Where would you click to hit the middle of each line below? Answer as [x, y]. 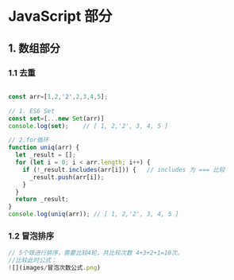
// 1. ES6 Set [32, 111]
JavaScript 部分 [60, 16]
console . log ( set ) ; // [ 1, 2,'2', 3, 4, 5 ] [88, 126]
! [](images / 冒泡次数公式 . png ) [54, 268]
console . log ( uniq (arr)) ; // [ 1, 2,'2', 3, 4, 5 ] [94, 214]
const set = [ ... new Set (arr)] [56, 119]
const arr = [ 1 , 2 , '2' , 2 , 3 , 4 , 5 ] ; [58, 96]
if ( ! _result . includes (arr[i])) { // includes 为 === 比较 [124, 169]
